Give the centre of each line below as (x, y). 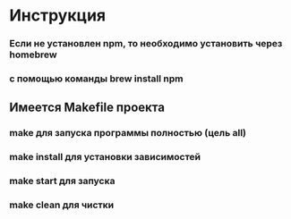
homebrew (33, 55)
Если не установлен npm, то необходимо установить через (146, 44)
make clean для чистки (62, 205)
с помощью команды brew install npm (96, 79)
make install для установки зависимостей (105, 157)
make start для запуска (62, 181)
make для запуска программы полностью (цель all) (128, 133)
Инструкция (57, 16)
